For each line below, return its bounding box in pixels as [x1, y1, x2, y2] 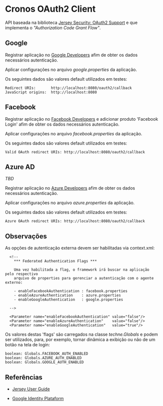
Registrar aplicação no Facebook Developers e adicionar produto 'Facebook [5, 116, 159, 122]
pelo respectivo [5, 272, 38, 277]
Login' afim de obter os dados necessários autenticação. [5, 121, 120, 127]
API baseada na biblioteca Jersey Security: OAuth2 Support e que [5, 20, 138, 25]
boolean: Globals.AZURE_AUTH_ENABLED [5, 356, 82, 361]
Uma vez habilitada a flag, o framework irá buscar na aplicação [14, 267, 150, 272]
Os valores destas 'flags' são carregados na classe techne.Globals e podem [5, 331, 158, 338]
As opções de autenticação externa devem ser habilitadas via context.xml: [5, 245, 155, 251]
